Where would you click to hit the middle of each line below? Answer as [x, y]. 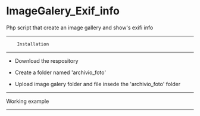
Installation [33, 44]
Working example [28, 101]
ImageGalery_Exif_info [63, 11]
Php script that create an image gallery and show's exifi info [80, 28]
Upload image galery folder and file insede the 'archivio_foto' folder [97, 84]
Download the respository [46, 60]
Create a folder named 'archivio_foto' [60, 72]
